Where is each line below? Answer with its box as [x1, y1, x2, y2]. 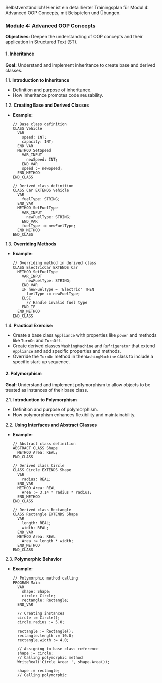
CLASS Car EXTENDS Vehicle [12, 188, 69, 193]
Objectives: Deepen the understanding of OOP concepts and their [5, 34, 143, 40]
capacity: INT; [22, 139, 54, 144]
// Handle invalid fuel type [26, 300, 88, 305]
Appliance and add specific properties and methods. [12, 348, 121, 354]
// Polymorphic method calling [12, 575, 78, 581]
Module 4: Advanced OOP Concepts [5, 22, 96, 29]
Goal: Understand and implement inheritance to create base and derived [5, 62, 156, 68]
